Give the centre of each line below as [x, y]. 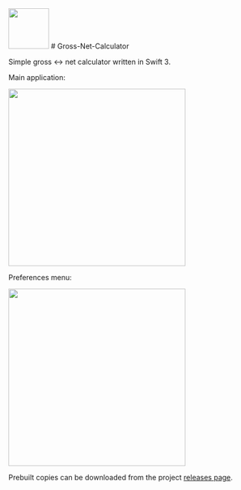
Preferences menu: [40, 277]
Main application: [37, 77]
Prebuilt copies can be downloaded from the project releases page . [120, 477]
